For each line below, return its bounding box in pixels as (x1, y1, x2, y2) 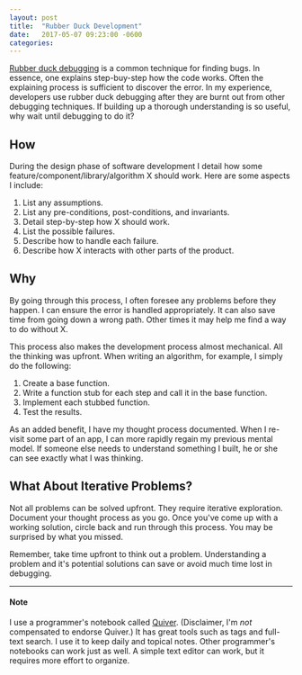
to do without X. (9, 323, 69, 334)
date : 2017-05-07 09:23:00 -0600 (9, 30, 143, 39)
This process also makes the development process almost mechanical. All (9, 341, 283, 352)
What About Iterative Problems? (9, 479, 193, 494)
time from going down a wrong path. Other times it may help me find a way (9, 314, 287, 325)
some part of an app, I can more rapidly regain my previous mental (26, 433, 273, 444)
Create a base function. (22, 377, 111, 388)
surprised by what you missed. (9, 531, 124, 542)
